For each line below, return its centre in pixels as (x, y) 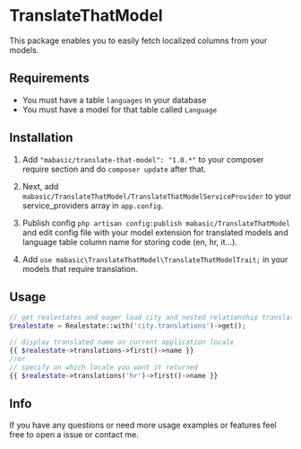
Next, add (40, 186)
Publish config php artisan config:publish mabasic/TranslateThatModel (156, 223)
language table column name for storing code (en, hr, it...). (129, 242)
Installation (41, 138)
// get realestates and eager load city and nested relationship (133, 318)
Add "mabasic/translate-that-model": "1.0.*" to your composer (143, 159)
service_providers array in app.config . (93, 205)
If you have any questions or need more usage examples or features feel (143, 425)
